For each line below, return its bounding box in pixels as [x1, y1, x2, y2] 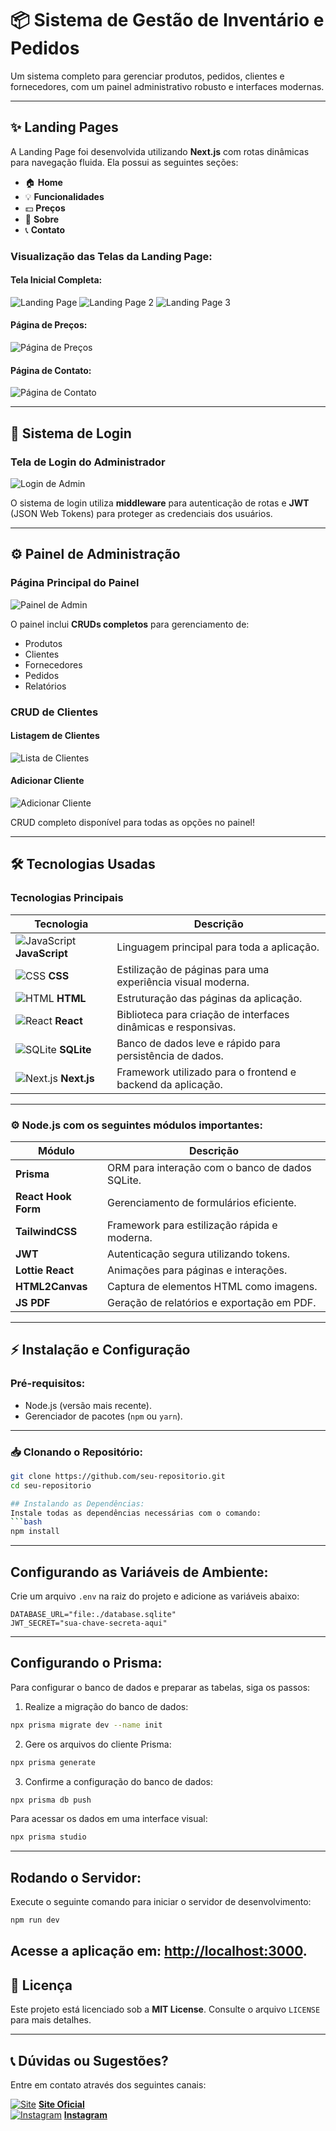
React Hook [15, 1189, 72, 1203]
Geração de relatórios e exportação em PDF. [106, 1295, 317, 1309]
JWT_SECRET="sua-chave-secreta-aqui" [10, 1618, 168, 1629]
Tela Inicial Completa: [10, 274, 103, 286]
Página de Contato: [10, 364, 92, 376]
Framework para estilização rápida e [106, 1218, 278, 1232]
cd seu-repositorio [10, 1480, 92, 1491]
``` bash [10, 1517, 43, 1527]
